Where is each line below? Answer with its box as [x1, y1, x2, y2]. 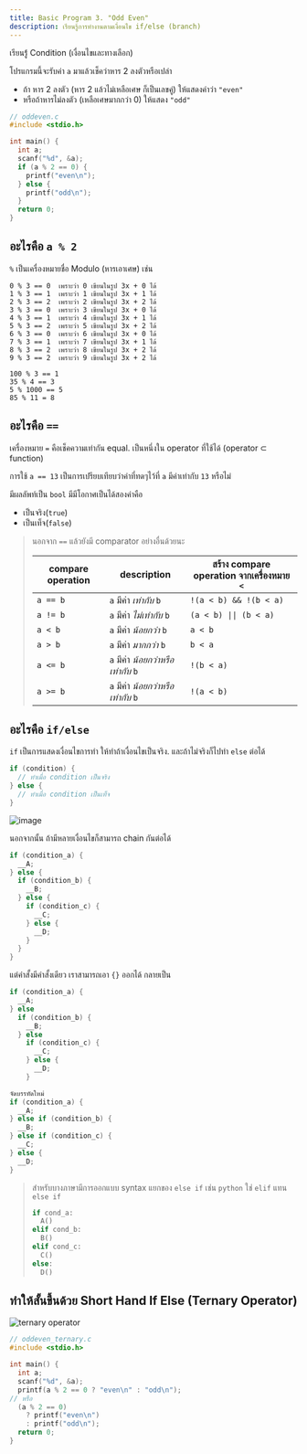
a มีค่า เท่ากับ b [109, 593, 162, 606]
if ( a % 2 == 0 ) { [17, 162, 89, 172]
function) [9, 452, 44, 463]
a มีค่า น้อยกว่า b [109, 623, 167, 636]
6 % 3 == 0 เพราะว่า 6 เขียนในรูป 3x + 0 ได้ [9, 329, 157, 338]
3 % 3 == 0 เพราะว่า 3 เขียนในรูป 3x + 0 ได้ [9, 305, 157, 314]
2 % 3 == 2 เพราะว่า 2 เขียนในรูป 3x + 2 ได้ [9, 297, 157, 306]
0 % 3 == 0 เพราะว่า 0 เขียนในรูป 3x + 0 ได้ [9, 281, 157, 291]
